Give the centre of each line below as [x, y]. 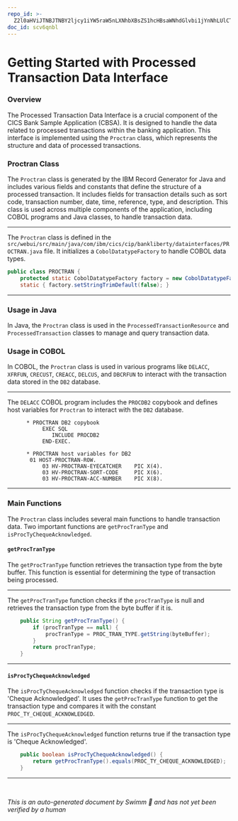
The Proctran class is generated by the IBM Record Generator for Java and [117, 179]
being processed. [33, 579]
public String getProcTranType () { [73, 621]
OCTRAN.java [25, 252]
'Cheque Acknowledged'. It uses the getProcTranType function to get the [113, 699]
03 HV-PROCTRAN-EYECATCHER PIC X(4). [102, 466]
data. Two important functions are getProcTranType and [88, 526]
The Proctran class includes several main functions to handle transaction [114, 519]
